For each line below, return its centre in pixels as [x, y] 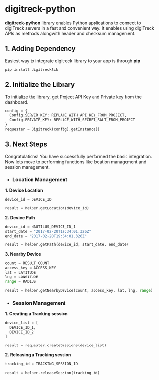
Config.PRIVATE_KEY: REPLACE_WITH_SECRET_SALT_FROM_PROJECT [72, 120]
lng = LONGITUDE [22, 277]
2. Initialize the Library [40, 85]
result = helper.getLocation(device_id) [47, 208]
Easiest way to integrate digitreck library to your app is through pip [73, 61]
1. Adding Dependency [41, 49]
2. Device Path [20, 217]
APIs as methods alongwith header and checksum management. [70, 33]
